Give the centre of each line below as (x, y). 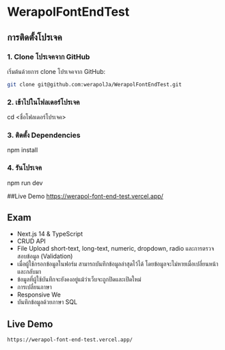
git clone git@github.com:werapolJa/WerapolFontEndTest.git (95, 84)
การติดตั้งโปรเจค (35, 37)
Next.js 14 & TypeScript (50, 234)
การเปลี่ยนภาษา (35, 287)
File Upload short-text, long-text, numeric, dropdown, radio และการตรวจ (115, 249)
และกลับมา (29, 272)
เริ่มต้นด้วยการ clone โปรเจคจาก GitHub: (56, 71)
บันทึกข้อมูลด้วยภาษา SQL (47, 302)
